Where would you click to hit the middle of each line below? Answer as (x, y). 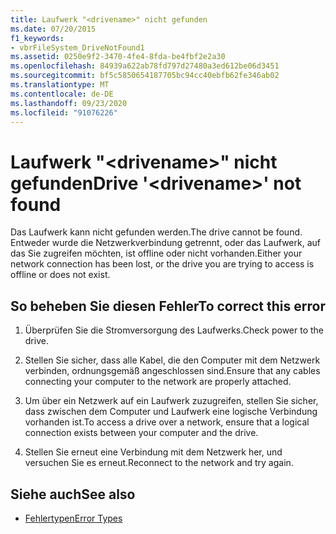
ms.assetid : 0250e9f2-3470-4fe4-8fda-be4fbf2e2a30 (118, 57)
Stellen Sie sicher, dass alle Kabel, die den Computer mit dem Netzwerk (172, 360)
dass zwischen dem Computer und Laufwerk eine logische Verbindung (171, 412)
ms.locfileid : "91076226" (64, 112)
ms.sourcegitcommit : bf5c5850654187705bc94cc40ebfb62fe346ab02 (145, 76)
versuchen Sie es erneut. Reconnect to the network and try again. (159, 463)
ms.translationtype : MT (60, 85)
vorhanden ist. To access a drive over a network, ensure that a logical (167, 422)
